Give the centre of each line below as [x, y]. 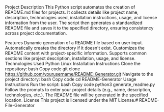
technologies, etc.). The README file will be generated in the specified [77, 95]
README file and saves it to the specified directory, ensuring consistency [79, 28]
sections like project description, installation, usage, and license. [70, 58]
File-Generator [20, 105]
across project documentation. [36, 33]
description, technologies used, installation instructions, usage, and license [81, 17]
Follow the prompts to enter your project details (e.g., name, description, [78, 90]
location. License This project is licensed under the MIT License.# [72, 100]
